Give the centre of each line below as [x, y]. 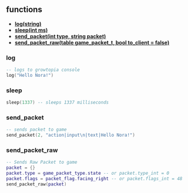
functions [24, 10]
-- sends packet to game [36, 130]
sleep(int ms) [31, 30]
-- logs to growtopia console [43, 70]
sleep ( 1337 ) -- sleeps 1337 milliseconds [58, 103]
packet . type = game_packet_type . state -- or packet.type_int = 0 [88, 173]
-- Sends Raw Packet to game [42, 162]
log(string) [28, 23]
